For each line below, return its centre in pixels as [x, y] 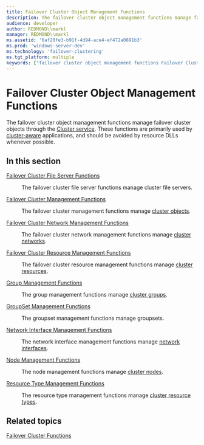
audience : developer [32, 23]
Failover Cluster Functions [39, 436]
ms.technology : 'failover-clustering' [55, 52]
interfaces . [35, 348]
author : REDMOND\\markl [36, 29]
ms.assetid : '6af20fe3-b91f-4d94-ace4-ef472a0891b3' [74, 40]
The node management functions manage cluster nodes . [93, 372]
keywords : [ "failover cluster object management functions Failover [95, 63]
